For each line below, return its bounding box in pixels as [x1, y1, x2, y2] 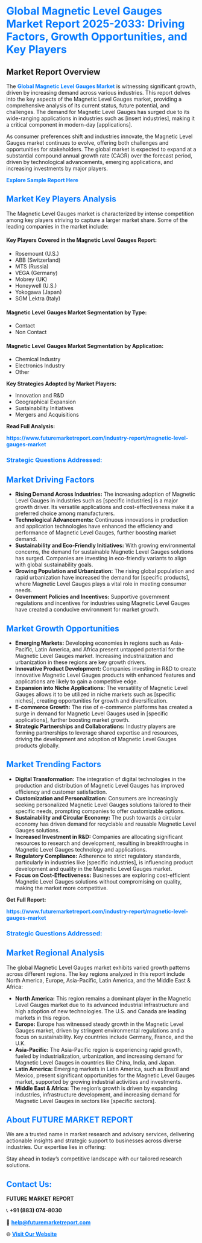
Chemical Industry [14, 356, 61, 363]
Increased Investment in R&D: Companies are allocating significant [14, 833, 183, 840]
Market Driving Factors [6, 475, 95, 485]
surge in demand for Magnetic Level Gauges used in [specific [14, 710, 168, 717]
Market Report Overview [6, 66, 101, 77]
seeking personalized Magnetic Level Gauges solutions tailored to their [14, 801, 192, 808]
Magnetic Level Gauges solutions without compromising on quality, [14, 878, 182, 885]
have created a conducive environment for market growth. [14, 606, 160, 613]
